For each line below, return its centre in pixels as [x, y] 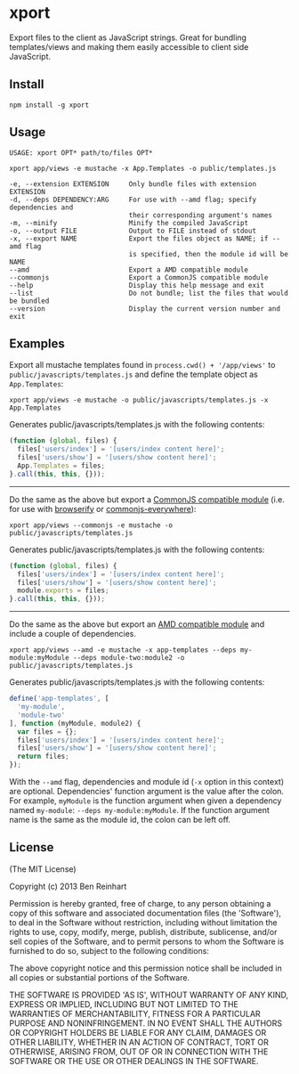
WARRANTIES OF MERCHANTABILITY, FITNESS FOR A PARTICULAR [135, 1013]
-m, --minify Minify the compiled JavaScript [129, 223]
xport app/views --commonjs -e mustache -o [91, 525]
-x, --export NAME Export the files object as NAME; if [139, 239]
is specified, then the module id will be [209, 254]
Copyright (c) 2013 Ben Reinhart [68, 886]
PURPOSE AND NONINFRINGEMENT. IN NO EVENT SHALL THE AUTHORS [146, 1023]
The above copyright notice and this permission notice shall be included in [145, 968]
